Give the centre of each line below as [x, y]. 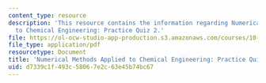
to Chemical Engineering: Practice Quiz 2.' [90, 30]
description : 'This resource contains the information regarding [118, 23]
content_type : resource [47, 15]
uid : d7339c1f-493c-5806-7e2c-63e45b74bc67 [81, 67]
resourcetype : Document [47, 52]
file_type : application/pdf [55, 45]
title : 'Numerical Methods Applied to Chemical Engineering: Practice [127, 60]
